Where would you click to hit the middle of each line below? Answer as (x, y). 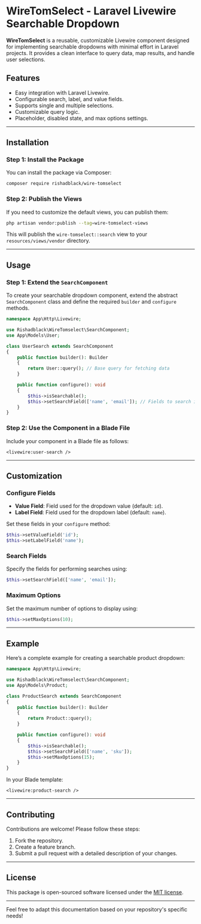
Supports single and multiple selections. (64, 105)
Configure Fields (31, 493)
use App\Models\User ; (33, 335)
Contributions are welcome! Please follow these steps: (73, 829)
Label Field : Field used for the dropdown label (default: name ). (90, 513)
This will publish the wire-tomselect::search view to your (77, 234)
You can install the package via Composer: (59, 172)
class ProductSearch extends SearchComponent (64, 696)
